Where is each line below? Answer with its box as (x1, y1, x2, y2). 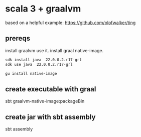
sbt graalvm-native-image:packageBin (5, 98, 85, 104)
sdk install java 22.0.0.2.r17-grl (5, 57, 82, 62)
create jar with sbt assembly (5, 112, 96, 121)
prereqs (5, 34, 31, 43)
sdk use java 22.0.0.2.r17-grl (5, 62, 73, 67)
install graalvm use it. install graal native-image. (5, 47, 104, 53)
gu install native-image (5, 71, 57, 76)
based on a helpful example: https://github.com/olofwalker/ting (5, 20, 136, 26)
